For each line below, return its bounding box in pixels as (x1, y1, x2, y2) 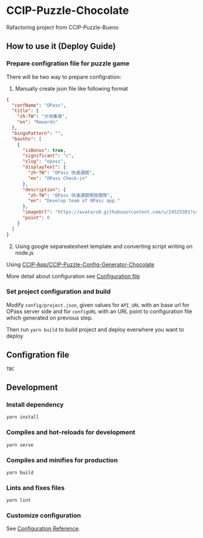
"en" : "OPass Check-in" (28, 175, 88, 182)
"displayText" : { (22, 164, 66, 170)
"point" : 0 (22, 215, 50, 221)
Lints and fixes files (6, 484, 65, 492)
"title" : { (11, 108, 39, 114)
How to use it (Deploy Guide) (6, 41, 116, 51)
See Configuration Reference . (6, 525, 80, 533)
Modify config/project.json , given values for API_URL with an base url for (6, 301, 190, 309)
